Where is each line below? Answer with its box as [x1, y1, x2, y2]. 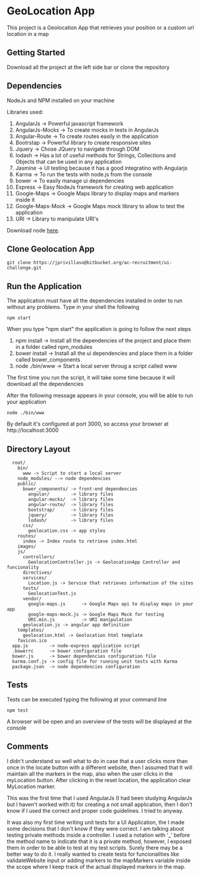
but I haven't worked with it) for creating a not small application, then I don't [7, 801, 193, 808]
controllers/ [22, 554, 55, 560]
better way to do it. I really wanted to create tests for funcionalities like [7, 850, 179, 857]
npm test [7, 707, 29, 713]
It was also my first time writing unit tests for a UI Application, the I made [7, 819, 185, 826]
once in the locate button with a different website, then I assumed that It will [7, 764, 193, 771]
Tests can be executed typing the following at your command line [7, 696, 167, 703]
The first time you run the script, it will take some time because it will [7, 374, 175, 381]
